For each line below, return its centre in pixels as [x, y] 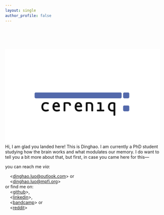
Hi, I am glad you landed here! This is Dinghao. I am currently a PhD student [82, 147]
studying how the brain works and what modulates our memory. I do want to [82, 152]
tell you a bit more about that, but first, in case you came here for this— [77, 157]
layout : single [21, 10]
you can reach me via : [28, 167]
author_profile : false [28, 16]
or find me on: [19, 187]
